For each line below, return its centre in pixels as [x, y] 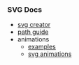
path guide [33, 32]
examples [42, 47]
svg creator [34, 25]
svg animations [50, 54]
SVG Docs [25, 10]
